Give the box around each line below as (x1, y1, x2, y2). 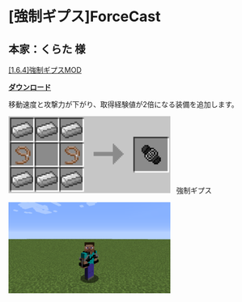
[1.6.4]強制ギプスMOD (8, 66, 83, 74)
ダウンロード (8, 83, 51, 91)
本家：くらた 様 (8, 42, 86, 56)
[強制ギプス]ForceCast (8, 7, 161, 26)
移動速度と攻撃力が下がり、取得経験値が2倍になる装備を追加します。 (8, 100, 239, 109)
